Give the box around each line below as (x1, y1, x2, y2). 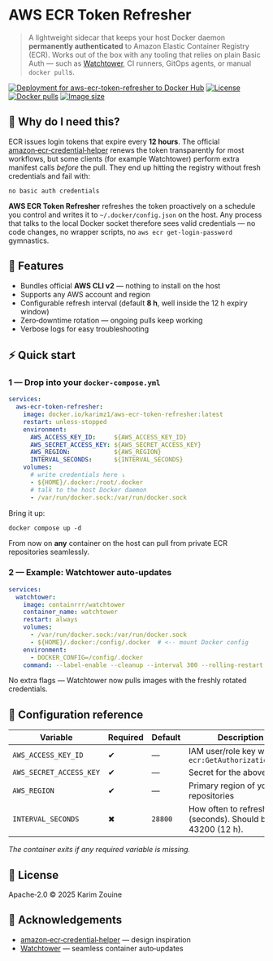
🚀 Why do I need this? (8, 115, 120, 129)
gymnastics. (8, 236, 50, 245)
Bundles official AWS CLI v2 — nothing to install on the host (19, 280, 221, 290)
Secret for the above (188, 767, 266, 778)
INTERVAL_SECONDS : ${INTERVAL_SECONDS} (29, 456, 184, 464)
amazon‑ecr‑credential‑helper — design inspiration (19, 934, 191, 944)
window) (19, 306, 50, 316)
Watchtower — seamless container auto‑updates (19, 943, 184, 953)
